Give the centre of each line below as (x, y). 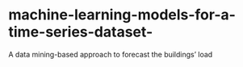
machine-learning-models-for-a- (122, 15)
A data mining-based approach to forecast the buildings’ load (111, 54)
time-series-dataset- (81, 32)
